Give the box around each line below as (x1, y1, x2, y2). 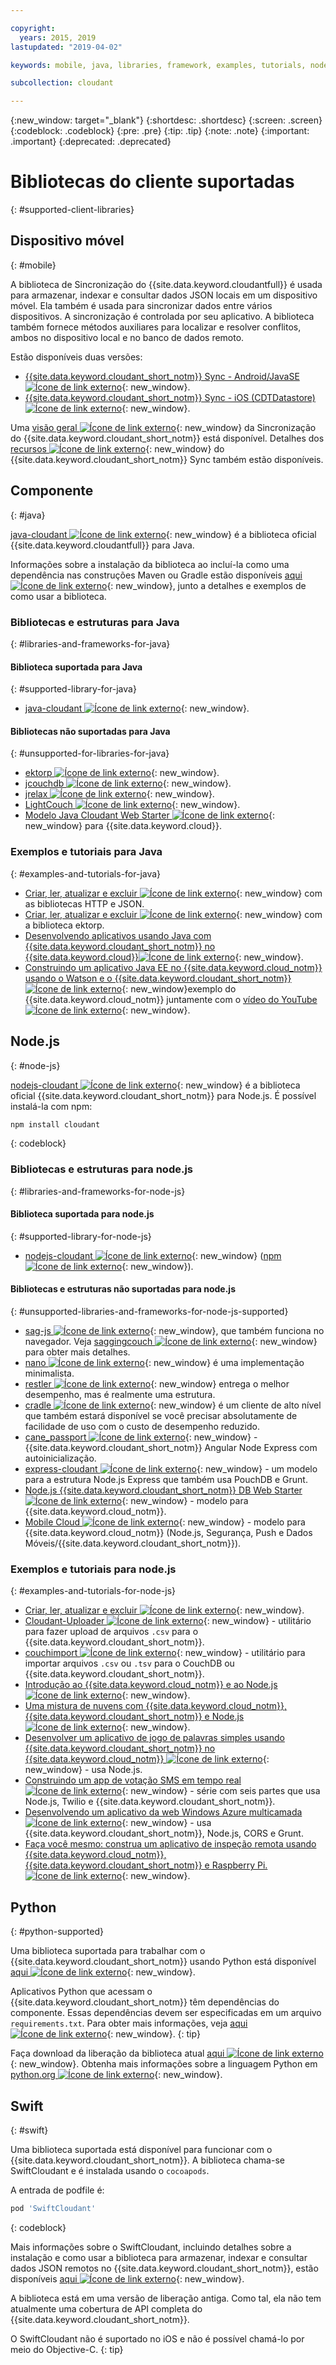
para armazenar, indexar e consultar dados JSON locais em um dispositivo (10, 289, 318, 301)
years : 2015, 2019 (19, 32, 97, 43)
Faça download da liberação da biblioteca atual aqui (10, 2047, 225, 2060)
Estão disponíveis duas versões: (10, 351, 143, 363)
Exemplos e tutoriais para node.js (10, 1562, 177, 1576)
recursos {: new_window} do (10, 442, 225, 455)
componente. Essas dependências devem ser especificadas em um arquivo (10, 2007, 322, 2019)
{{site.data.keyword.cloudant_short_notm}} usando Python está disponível (10, 1956, 317, 1968)
